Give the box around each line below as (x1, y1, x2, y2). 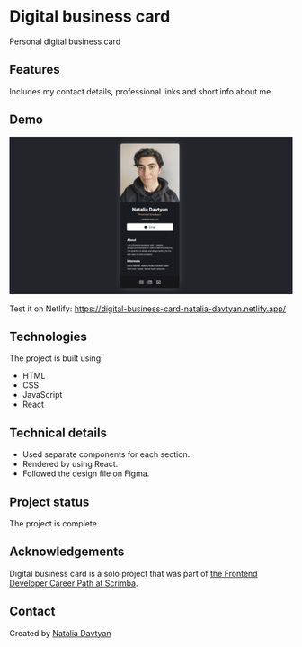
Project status (9, 494, 90, 509)
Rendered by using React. (22, 459, 119, 470)
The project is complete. (9, 518, 100, 529)
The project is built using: (9, 353, 103, 364)
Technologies (9, 329, 88, 344)
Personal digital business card (9, 36, 121, 47)
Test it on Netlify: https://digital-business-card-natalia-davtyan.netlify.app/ (9, 303, 286, 314)
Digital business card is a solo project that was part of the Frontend (9, 568, 258, 579)
